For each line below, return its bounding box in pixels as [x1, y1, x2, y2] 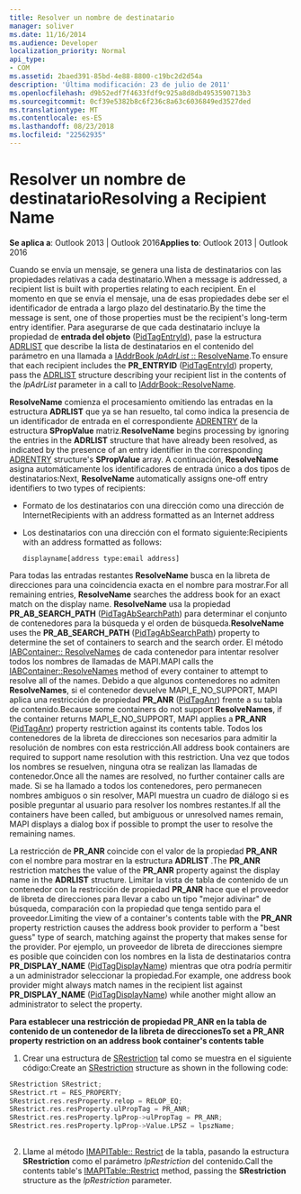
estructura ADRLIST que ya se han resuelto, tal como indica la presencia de [9, 406, 290, 417]
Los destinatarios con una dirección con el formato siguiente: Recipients [22, 527, 288, 538]
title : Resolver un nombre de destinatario [9, 13, 175, 23]
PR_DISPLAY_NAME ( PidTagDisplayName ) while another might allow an [9, 989, 277, 1000]
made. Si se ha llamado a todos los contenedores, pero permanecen [9, 780, 262, 791]
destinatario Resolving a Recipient [9, 188, 267, 209]
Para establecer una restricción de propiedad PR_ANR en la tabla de [9, 1016, 268, 1027]
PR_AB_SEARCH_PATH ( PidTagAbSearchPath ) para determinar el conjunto [9, 608, 288, 619]
